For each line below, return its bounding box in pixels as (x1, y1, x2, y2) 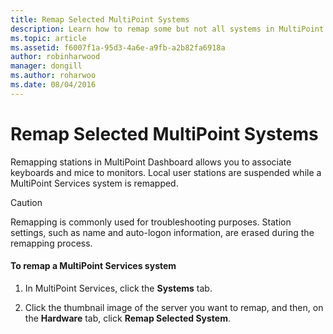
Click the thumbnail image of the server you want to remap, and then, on (24, 301, 324, 313)
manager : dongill (10, 61, 83, 71)
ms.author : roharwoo (10, 71, 97, 81)
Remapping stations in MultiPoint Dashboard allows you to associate (10, 156, 292, 168)
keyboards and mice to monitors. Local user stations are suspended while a (10, 166, 322, 178)
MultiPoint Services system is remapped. (10, 177, 179, 189)
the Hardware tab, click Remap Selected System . (24, 312, 231, 324)
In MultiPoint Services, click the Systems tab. (24, 282, 213, 294)
